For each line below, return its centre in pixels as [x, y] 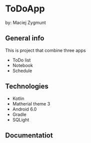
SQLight [21, 119]
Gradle [19, 114]
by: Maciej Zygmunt [25, 22]
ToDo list [21, 60]
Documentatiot [29, 135]
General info [25, 38]
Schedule [22, 70]
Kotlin [18, 98]
